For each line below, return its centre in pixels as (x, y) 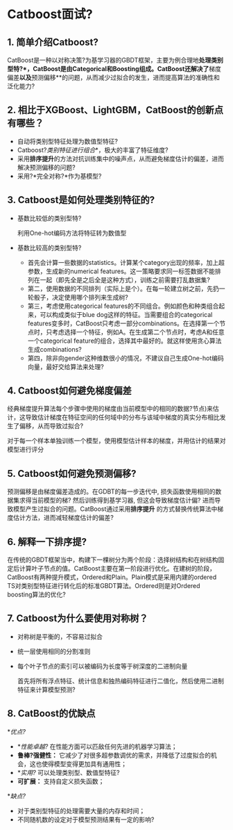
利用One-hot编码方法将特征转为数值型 (72, 233)
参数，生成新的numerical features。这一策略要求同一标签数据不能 (121, 271)
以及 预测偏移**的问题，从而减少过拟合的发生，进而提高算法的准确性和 (120, 78)
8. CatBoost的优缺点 (51, 714)
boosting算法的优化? (36, 594)
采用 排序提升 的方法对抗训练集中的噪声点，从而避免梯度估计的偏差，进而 (120, 158)
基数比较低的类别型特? (49, 218)
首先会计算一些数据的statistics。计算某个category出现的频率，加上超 (126, 262)
